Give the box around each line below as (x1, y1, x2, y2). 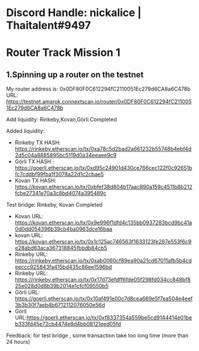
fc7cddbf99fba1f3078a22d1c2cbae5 (14, 170, 104, 178)
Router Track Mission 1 (6, 46, 121, 60)
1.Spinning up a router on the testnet (6, 69, 144, 80)
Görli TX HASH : (14, 158, 55, 165)
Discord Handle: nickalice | (6, 6, 141, 20)
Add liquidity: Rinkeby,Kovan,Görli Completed (6, 116, 117, 123)
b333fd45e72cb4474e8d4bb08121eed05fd (14, 321, 121, 328)
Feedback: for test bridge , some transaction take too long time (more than (6, 332, 189, 339)
